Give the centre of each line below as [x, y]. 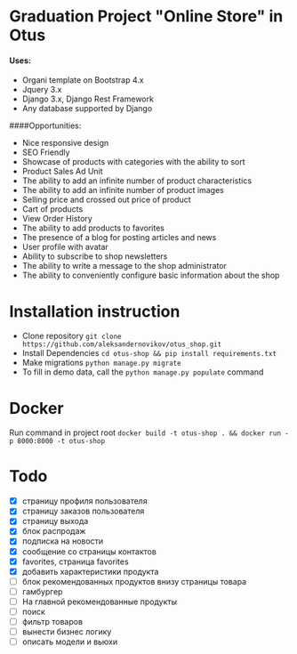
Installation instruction [95, 311]
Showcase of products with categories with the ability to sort [134, 162]
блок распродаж [54, 531]
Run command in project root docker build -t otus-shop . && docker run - [149, 432]
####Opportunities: [45, 125]
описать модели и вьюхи [70, 642]
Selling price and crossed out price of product [106, 200]
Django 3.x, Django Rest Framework [88, 99]
